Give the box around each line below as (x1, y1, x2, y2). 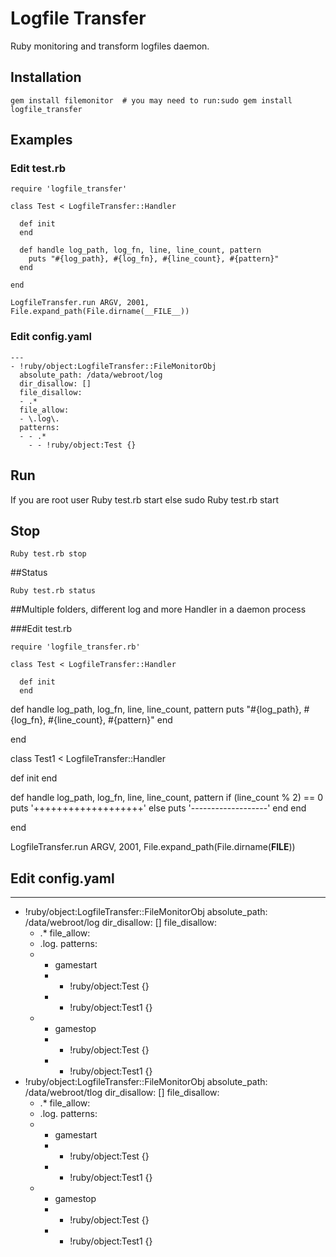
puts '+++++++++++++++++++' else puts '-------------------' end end (10, 802, 307, 814)
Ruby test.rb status (10, 586, 97, 596)
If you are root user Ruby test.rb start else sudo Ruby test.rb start (10, 493, 279, 506)
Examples (10, 132, 73, 149)
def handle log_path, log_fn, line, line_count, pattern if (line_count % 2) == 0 (10, 792, 324, 804)
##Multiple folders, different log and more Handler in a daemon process (10, 603, 307, 616)
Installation (10, 69, 82, 86)
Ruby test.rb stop (10, 549, 87, 559)
